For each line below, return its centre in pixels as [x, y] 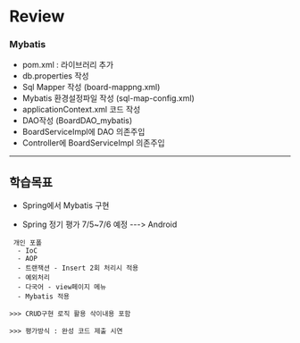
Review [37, 17]
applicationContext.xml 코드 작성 [81, 110]
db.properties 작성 [55, 76]
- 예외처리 [34, 278]
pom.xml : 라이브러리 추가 [68, 65]
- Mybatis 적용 [43, 297]
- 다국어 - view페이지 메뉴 [62, 288]
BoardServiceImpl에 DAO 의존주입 [83, 132]
